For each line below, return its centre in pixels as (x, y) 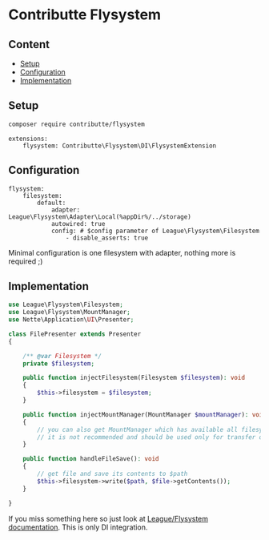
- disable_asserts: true (107, 238)
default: (52, 203)
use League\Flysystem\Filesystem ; (66, 305)
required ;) (26, 261)
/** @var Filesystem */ (62, 356)
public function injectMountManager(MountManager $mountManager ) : (136, 414)
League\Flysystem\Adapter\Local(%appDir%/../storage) (100, 217)
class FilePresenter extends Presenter (75, 334)
